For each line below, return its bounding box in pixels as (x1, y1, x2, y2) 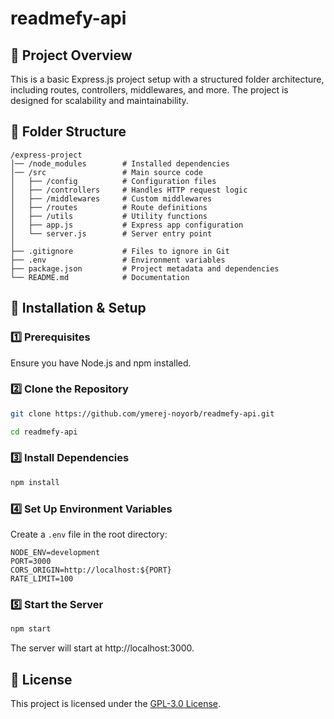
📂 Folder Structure (10, 123, 127, 141)
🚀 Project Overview (10, 47, 133, 64)
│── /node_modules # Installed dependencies (10, 158, 230, 169)
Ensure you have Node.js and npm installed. (10, 357, 192, 369)
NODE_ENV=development (10, 548, 101, 558)
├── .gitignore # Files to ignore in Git (10, 246, 230, 256)
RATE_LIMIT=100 (10, 574, 74, 584)
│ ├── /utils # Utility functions (10, 211, 208, 221)
